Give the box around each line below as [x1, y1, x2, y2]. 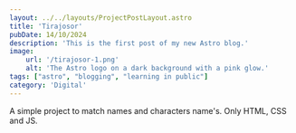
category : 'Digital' [9, 81, 88, 90]
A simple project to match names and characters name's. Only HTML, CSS [9, 105, 287, 116]
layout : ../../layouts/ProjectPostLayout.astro [9, 13, 193, 23]
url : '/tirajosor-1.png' [25, 55, 119, 64]
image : [9, 47, 34, 56]
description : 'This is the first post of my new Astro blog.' [9, 38, 249, 48]
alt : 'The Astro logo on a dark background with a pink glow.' [25, 64, 270, 73]
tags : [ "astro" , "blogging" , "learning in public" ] [9, 72, 208, 81]
